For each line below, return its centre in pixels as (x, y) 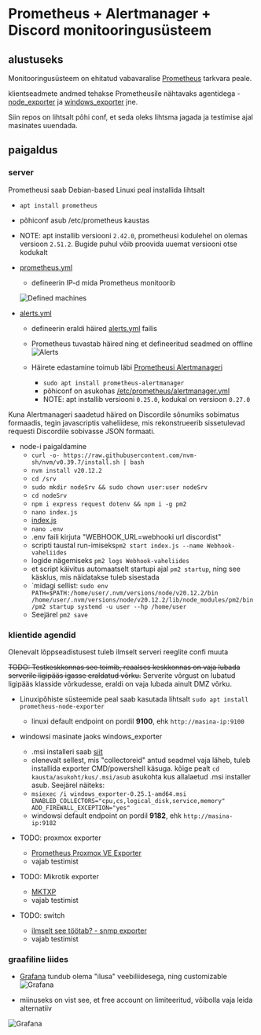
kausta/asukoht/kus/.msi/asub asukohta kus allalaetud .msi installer (141, 776)
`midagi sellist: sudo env (70, 585)
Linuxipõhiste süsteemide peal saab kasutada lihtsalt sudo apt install (134, 699)
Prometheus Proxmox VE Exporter (86, 853)
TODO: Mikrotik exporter (59, 876)
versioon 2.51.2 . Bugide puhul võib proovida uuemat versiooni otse (128, 244)
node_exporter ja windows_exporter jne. (73, 102)
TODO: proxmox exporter (60, 838)
